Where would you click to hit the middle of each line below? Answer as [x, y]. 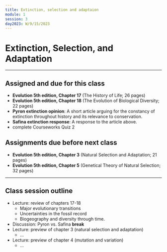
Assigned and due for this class [55, 83]
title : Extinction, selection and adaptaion [52, 10]
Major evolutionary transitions [50, 208]
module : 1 [15, 14]
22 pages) [23, 106]
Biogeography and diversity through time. [62, 219]
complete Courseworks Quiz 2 [43, 127]
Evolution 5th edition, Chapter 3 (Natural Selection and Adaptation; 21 [85, 154]
